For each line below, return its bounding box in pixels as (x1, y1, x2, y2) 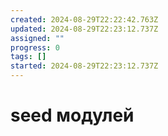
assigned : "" (10, 33, 65, 43)
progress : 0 (10, 42, 60, 53)
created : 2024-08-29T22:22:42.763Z (10, 14, 159, 25)
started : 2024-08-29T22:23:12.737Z (10, 61, 159, 71)
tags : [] (10, 52, 47, 62)
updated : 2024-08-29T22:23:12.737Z (10, 24, 159, 34)
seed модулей (10, 104, 135, 127)
